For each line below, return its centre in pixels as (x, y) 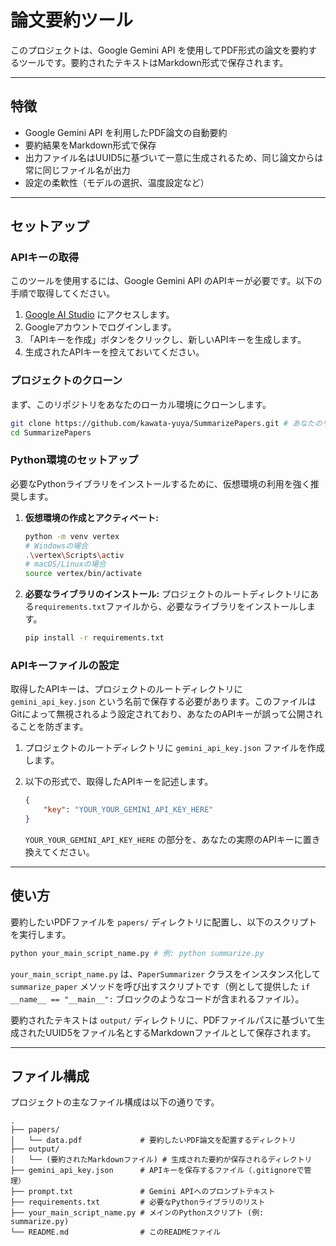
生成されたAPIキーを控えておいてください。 (114, 352)
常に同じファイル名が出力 (77, 170)
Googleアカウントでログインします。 (100, 327)
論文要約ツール (72, 20)
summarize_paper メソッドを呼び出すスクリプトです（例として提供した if (160, 986)
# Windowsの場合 (56, 546)
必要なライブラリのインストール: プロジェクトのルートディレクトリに (167, 594)
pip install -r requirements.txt (94, 638)
